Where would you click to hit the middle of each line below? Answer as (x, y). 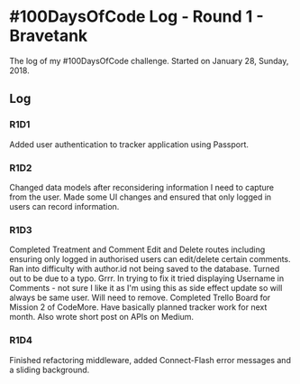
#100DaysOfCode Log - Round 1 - (136, 17)
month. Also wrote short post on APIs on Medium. (102, 317)
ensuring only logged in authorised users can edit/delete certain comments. (150, 259)
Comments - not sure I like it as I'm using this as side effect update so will (146, 288)
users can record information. (64, 206)
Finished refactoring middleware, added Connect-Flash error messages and (150, 360)
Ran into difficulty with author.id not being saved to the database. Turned (145, 269)
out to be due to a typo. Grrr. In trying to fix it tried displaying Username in (147, 278)
